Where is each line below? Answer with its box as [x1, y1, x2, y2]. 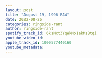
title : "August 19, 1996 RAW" [5, 12, 70, 17]
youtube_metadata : [5, 45, 44, 50]
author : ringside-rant [5, 26, 54, 31]
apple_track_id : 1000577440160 [5, 40, 72, 45]
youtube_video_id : [5, 36, 44, 41]
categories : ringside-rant [5, 21, 63, 27]
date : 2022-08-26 [5, 17, 42, 22]
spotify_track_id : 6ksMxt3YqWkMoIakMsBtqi [5, 31, 97, 36]
